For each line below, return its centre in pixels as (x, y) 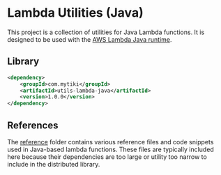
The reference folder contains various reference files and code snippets (110, 142)
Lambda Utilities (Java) (76, 13)
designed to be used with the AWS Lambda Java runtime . (90, 39)
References (33, 125)
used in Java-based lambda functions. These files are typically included (110, 149)
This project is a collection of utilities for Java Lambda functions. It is (106, 32)
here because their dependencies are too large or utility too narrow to (107, 157)
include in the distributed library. (54, 164)
